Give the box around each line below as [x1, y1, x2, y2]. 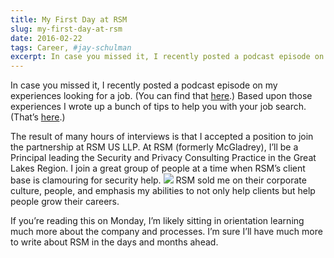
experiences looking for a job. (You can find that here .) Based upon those [10, 90, 313, 102]
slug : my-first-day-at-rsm [10, 24, 123, 34]
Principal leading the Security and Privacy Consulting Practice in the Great [10, 152, 317, 164]
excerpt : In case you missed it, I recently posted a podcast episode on [10, 52, 325, 62]
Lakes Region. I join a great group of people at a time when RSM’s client [10, 162, 306, 175]
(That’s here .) [10, 111, 66, 123]
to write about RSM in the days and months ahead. [10, 236, 219, 248]
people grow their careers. [10, 196, 120, 208]
